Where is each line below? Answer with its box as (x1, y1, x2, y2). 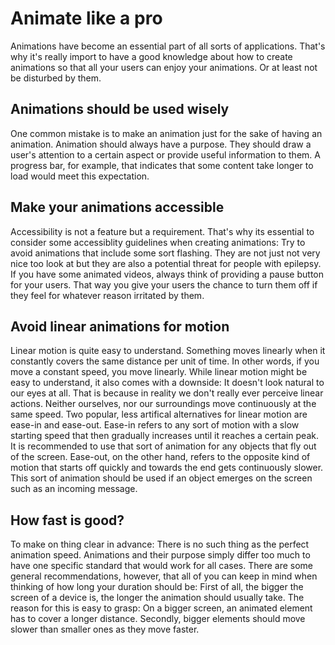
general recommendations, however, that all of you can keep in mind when (10, 570, 318, 582)
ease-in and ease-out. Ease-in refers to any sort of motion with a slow (10, 419, 300, 431)
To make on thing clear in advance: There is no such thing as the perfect (10, 538, 310, 551)
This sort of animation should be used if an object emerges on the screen (10, 472, 313, 484)
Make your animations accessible (10, 199, 225, 216)
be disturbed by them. (10, 72, 102, 84)
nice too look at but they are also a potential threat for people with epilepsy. (10, 257, 322, 269)
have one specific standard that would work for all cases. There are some (10, 560, 313, 572)
